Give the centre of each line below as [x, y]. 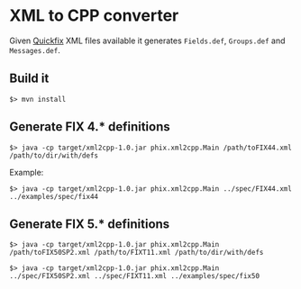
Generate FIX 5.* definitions [90, 224]
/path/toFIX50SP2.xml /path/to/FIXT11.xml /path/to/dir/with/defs [137, 253]
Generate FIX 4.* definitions [90, 127]
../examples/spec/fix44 [54, 196]
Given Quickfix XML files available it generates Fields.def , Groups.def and [147, 41]
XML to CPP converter [94, 16]
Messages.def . [35, 50]
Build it [29, 79]
